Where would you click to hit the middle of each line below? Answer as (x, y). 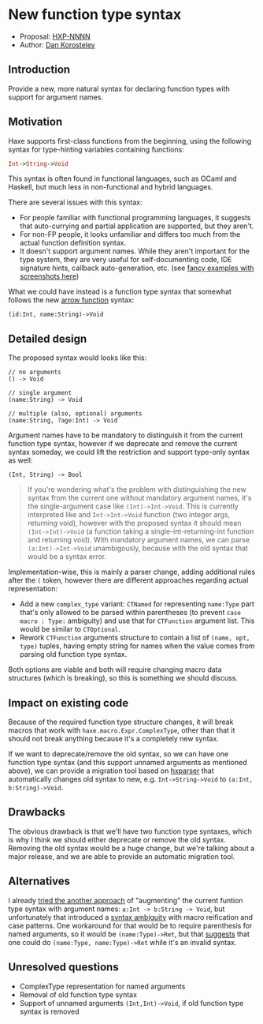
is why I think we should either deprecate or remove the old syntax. (117, 839)
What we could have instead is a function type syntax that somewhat (120, 292)
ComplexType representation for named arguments (102, 986)
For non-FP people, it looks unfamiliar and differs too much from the (130, 234)
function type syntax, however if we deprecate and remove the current (123, 444)
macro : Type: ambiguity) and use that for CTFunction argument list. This (137, 621)
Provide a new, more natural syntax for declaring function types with (119, 88)
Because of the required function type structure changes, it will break (121, 722)
